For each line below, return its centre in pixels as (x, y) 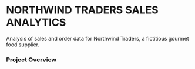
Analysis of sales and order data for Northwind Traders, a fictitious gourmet (97, 38)
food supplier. (23, 45)
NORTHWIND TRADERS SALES (82, 10)
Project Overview (31, 60)
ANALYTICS (36, 22)
